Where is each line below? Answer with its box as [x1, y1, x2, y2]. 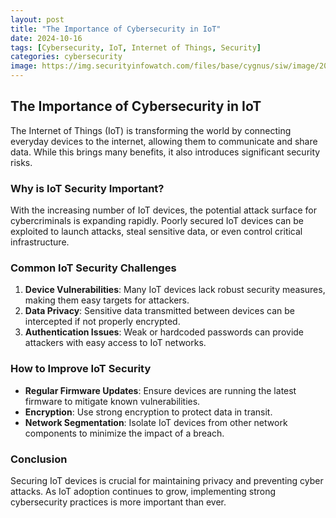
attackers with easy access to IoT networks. [24, 337, 207, 349]
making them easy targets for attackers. [24, 294, 190, 306]
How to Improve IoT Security [10, 362, 152, 376]
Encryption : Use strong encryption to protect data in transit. [24, 406, 273, 418]
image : [10, 61, 38, 71]
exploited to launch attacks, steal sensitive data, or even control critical [10, 226, 303, 238]
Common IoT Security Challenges [10, 261, 177, 275]
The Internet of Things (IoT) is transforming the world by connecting [10, 124, 292, 136]
